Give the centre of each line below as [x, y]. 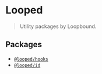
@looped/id [27, 65]
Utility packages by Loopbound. [58, 26]
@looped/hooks [31, 59]
